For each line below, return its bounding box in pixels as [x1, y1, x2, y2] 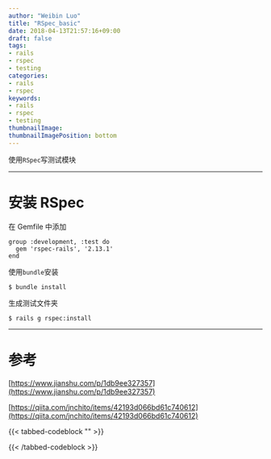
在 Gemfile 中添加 [8, 221, 67, 231]
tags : [8, 42, 27, 50]
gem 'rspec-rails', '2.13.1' [15, 245, 114, 253]
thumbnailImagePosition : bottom [8, 131, 117, 139]
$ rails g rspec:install [8, 314, 92, 322]
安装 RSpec [8, 193, 85, 212]
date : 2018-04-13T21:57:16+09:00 [8, 27, 121, 35]
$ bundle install [8, 283, 67, 291]
